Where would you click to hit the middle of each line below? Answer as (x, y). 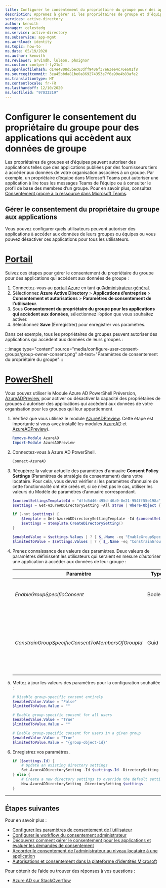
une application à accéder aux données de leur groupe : (69, 561)
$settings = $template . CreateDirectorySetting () (72, 524)
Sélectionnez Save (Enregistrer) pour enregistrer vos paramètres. (79, 325)
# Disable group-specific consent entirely (58, 697)
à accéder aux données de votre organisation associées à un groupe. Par (80, 173)
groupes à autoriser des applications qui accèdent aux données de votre (79, 404)
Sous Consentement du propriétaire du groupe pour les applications (83, 309)
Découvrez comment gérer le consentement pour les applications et (82, 841)
